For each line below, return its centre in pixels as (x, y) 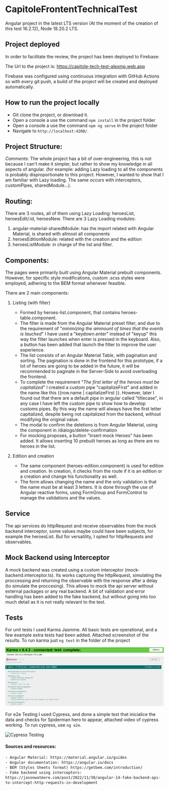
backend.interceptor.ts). (30, 575)
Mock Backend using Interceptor (57, 558)
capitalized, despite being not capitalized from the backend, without (90, 414)
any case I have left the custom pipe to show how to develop (83, 403)
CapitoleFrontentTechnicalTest (71, 9)
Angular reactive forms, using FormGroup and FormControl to (83, 492)
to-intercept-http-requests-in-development (52, 783)
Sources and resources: (31, 746)
